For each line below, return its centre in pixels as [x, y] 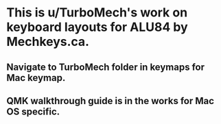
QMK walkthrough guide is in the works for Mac [110, 101]
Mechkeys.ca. [48, 42]
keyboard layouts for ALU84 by [97, 27]
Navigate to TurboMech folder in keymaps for [106, 67]
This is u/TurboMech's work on [97, 13]
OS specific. [33, 111]
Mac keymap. [36, 78]
